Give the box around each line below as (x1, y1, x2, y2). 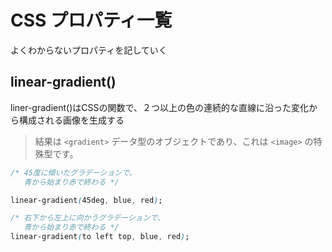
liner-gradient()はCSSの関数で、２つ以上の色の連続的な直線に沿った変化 (10, 101, 309, 113)
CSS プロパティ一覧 (10, 9, 173, 32)
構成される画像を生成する (18, 114, 125, 126)
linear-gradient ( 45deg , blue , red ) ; (10, 195, 163, 205)
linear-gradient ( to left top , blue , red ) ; (10, 232, 190, 242)
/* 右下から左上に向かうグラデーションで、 (10, 213, 165, 223)
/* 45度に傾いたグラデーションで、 (10, 167, 137, 178)
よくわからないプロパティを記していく (10, 44, 168, 56)
